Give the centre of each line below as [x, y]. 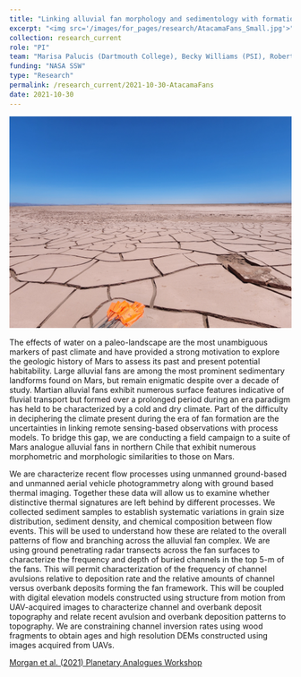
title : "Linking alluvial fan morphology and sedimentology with [133, 19]
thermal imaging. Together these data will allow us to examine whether [140, 493]
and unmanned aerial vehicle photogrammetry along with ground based [142, 483]
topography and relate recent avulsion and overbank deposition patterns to [148, 616]
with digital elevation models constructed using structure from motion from [147, 597]
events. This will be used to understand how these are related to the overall [148, 531]
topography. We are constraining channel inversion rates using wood [136, 626]
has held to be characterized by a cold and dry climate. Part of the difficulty [149, 408]
